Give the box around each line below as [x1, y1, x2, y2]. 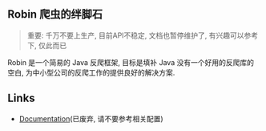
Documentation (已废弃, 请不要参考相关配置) [18, 113, 163, 123]
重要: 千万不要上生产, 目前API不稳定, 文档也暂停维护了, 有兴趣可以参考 [26, 31, 259, 40]
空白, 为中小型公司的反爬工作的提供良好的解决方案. [7, 68, 175, 77]
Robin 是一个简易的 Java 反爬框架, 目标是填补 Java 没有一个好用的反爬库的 [7, 57, 254, 67]
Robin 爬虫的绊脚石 [7, 7, 103, 22]
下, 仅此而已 [26, 40, 67, 50]
